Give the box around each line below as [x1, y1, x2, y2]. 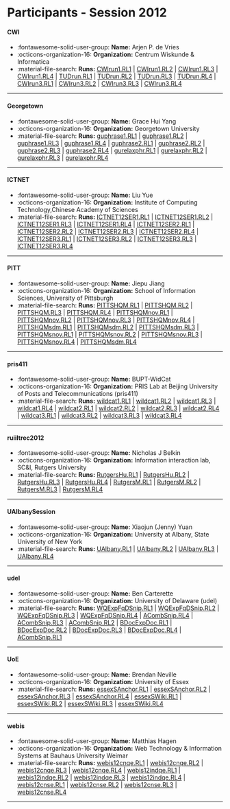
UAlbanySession [7, 508, 56, 515]
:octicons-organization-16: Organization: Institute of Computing [16, 198, 198, 207]
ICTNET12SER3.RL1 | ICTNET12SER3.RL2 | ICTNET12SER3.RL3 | [16, 235, 197, 243]
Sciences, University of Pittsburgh [16, 294, 114, 302]
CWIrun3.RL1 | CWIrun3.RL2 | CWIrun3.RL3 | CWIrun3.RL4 [16, 80, 183, 88]
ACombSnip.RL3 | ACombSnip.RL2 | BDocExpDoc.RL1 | [16, 618, 172, 626]
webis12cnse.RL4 [16, 788, 67, 797]
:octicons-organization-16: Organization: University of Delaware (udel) [16, 596, 218, 605]
